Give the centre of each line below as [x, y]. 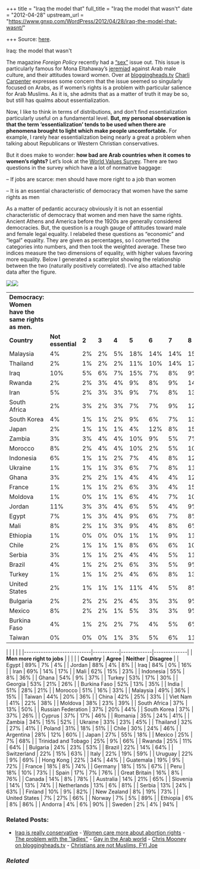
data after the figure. [31, 272]
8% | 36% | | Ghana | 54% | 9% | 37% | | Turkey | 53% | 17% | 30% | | [92, 678]
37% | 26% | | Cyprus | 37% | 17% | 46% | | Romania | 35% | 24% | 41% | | [98, 716]
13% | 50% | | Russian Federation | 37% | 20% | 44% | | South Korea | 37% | [100, 709]
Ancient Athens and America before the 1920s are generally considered [94, 221]
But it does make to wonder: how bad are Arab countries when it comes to [99, 155]
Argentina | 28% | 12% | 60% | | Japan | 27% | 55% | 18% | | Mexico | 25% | [99, 735]
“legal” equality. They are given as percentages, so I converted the [88, 240]
